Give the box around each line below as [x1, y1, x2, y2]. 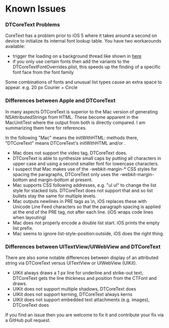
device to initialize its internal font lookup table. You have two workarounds [5, 38, 162, 44]
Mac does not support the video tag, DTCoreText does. [12, 150, 128, 156]
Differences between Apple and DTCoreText [5, 97, 116, 104]
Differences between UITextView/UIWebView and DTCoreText [5, 243, 161, 250]
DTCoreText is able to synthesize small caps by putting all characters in [12, 155, 161, 161]
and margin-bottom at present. [28, 177, 93, 183]
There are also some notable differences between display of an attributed [5, 255, 158, 261]
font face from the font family [12, 69, 74, 75]
